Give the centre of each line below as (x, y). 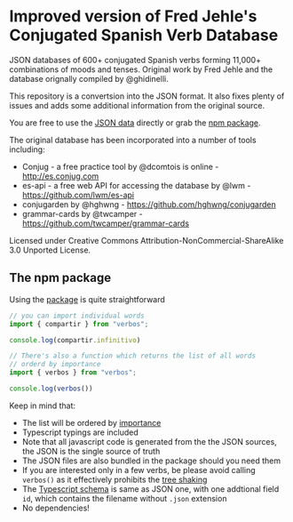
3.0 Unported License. (50, 250)
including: (28, 149)
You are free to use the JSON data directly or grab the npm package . (135, 123)
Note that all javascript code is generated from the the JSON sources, (149, 441)
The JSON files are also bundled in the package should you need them (151, 461)
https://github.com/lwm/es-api (78, 195)
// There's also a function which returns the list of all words (132, 356)
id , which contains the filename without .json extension (124, 498)
